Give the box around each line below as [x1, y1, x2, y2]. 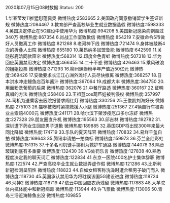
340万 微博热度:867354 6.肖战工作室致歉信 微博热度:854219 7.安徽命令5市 [5, 34, 161, 40]
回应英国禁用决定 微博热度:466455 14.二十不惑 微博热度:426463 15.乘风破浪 [5, 60, 164, 65]
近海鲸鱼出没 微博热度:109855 [18, 192, 81, 198]
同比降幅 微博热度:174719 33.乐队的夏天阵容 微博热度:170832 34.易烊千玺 [5, 129, 158, 135]
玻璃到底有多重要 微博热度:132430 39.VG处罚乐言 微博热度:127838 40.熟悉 [5, 148, 161, 154]
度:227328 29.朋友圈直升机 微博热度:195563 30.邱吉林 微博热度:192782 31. [5, 116, 161, 123]
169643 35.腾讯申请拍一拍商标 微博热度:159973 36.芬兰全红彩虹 [29, 136, 164, 141]
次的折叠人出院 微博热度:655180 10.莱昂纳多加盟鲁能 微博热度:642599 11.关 [5, 47, 162, 53]
